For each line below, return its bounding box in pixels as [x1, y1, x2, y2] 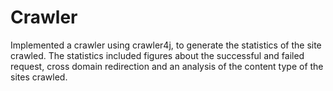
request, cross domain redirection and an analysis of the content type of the [10, 60, 324, 72]
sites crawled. [10, 71, 68, 83]
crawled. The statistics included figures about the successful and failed [10, 49, 305, 61]
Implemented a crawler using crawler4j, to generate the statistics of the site [10, 39, 322, 51]
